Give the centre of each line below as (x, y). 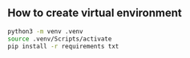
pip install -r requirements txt (63, 46)
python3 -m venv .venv (45, 31)
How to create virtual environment (95, 13)
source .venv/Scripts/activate (60, 39)
